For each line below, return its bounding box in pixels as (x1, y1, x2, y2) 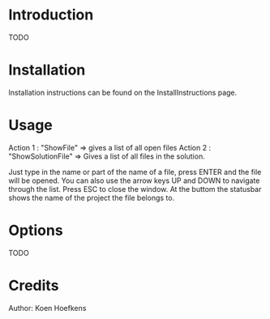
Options (8, 221, 63, 240)
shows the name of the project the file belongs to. (8, 193, 175, 202)
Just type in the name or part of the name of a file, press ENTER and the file (8, 167, 262, 177)
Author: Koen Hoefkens (8, 303, 87, 313)
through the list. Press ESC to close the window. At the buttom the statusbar (8, 184, 262, 194)
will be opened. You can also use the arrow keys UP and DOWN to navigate (8, 176, 260, 185)
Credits (8, 276, 59, 295)
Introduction (8, 6, 94, 24)
